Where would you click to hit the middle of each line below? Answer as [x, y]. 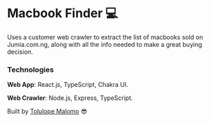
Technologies [30, 70]
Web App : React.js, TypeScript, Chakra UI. [68, 85]
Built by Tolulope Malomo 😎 [47, 112]
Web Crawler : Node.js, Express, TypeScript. [70, 98]
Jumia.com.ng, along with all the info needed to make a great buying [105, 44]
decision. [20, 52]
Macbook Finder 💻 [63, 13]
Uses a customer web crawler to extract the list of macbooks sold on [105, 37]
